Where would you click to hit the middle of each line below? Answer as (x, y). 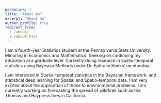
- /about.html (24, 37)
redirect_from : (20, 28)
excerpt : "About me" (26, 18)
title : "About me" (24, 14)
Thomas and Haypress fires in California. (46, 95)
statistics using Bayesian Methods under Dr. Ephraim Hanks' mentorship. (78, 65)
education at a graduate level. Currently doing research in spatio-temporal (79, 60)
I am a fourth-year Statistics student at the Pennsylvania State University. (78, 50)
